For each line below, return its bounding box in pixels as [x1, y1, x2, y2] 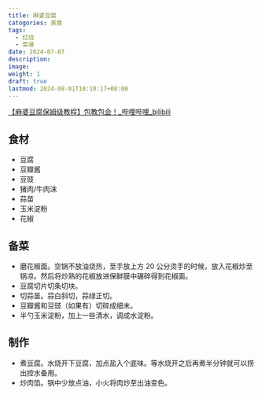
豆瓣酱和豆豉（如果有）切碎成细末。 [19, 301, 138, 310]
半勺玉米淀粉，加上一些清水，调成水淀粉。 [19, 311, 158, 319]
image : [8, 63, 30, 71]
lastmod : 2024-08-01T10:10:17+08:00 [8, 84, 128, 93]
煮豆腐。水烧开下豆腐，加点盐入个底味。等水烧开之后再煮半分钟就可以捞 [19, 358, 254, 367]
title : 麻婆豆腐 [8, 11, 57, 20]
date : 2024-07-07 [8, 48, 65, 56]
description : [8, 56, 51, 64]
